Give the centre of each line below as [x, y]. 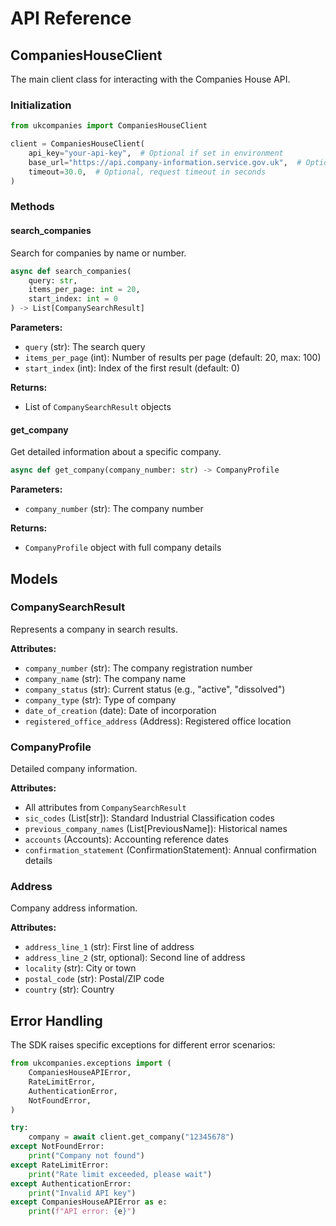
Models [34, 578]
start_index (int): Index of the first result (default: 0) [132, 368]
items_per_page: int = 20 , [84, 290]
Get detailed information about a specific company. [116, 452]
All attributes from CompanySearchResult [105, 808]
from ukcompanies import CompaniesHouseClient [109, 126]
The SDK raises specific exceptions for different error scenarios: [143, 1045]
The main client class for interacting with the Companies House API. [150, 79]
